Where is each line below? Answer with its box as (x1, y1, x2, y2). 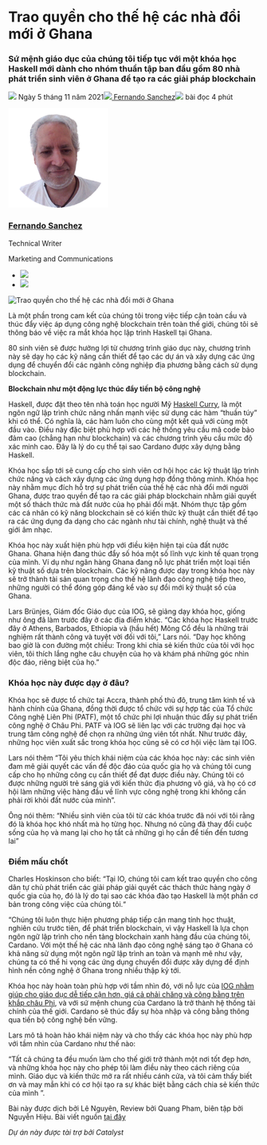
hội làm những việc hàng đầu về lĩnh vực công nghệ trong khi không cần (8, 787, 247, 797)
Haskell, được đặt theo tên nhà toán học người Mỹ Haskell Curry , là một (8, 399, 242, 409)
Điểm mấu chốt (8, 857, 69, 867)
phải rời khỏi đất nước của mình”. (8, 795, 116, 805)
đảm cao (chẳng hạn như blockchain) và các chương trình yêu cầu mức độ (8, 433, 253, 442)
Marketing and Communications (8, 253, 114, 263)
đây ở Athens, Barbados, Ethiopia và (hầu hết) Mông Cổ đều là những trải (8, 623, 249, 633)
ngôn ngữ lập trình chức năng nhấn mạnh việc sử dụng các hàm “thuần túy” (8, 407, 257, 418)
